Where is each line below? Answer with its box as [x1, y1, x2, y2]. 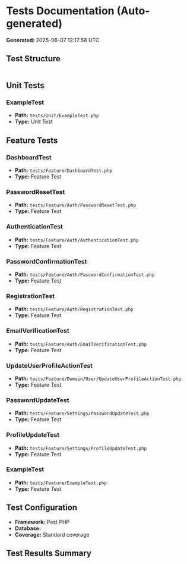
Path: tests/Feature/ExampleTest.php [14, 479, 107, 486]
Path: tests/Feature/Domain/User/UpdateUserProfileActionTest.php [14, 375, 182, 382]
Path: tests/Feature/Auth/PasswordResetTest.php [14, 201, 137, 209]
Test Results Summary [6, 549, 92, 558]
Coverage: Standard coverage [14, 531, 90, 538]
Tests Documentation [6, 4, 115, 18]
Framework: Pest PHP [14, 518, 70, 525]
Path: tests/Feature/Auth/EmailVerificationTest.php [14, 340, 147, 347]
